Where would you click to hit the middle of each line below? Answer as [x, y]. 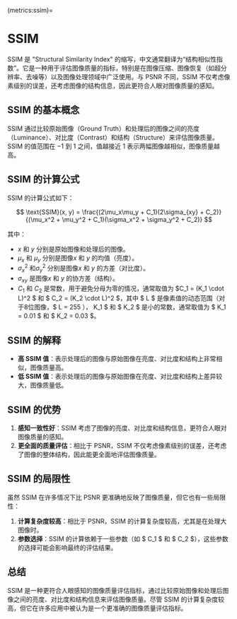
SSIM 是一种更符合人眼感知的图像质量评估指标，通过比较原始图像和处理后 [115, 590]
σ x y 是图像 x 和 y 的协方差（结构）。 [68, 279]
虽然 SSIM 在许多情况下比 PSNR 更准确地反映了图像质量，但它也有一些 [110, 497]
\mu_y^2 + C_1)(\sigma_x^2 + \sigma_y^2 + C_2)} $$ [137, 219]
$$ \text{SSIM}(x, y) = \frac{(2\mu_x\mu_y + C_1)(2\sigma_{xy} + [110, 212]
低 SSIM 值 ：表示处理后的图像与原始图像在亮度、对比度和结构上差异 [117, 377]
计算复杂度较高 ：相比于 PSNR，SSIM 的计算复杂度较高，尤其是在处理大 [122, 521]
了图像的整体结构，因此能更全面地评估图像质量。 [89, 454]
